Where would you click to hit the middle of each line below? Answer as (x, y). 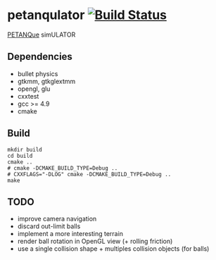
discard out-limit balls (49, 226)
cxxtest (28, 96)
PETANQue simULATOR (42, 35)
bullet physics (38, 73)
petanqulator (46, 15)
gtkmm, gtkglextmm (46, 81)
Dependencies (40, 57)
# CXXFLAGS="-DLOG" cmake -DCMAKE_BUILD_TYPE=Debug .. (89, 174)
